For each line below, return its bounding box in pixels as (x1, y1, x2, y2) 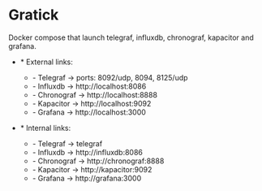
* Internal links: (19, 123, 71, 132)
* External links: (19, 57, 73, 67)
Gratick (8, 6, 59, 24)
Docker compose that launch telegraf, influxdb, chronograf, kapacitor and (8, 33, 254, 42)
